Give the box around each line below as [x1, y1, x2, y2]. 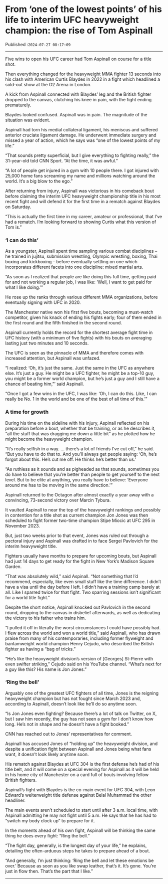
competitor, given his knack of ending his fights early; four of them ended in [5, 314, 161, 320]
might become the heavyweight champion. [5, 436, 93, 442]
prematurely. [5, 102, 31, 108]
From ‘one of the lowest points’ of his [5, 4, 162, 15]
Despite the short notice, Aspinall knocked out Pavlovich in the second [5, 604, 151, 610]
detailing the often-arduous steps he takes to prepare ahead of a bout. [5, 847, 150, 853]
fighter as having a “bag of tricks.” [5, 646, 76, 652]
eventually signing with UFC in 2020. [5, 299, 81, 305]
